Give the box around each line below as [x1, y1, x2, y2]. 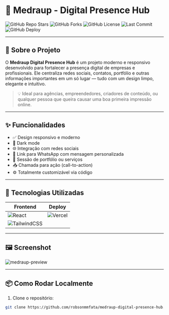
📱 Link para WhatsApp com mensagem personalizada [12, 151, 124, 157]
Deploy [48, 204, 66, 211]
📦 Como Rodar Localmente [5, 279, 93, 288]
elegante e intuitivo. [5, 81, 46, 87]
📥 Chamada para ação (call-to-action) [12, 162, 93, 168]
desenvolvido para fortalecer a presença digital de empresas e [5, 65, 135, 71]
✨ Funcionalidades [5, 121, 65, 130]
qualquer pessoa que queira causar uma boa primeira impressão [17, 96, 152, 102]
